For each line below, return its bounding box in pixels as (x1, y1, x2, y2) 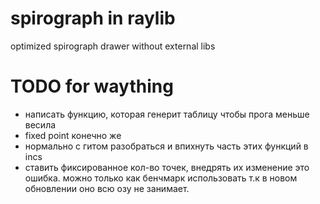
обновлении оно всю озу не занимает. (24, 182, 190, 194)
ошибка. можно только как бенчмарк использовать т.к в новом (24, 172, 298, 184)
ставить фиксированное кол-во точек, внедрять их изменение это (24, 161, 310, 173)
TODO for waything (10, 75, 174, 98)
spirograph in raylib (10, 7, 176, 30)
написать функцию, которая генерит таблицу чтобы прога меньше (24, 108, 310, 120)
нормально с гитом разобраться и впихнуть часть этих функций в (24, 140, 309, 152)
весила (24, 118, 57, 131)
